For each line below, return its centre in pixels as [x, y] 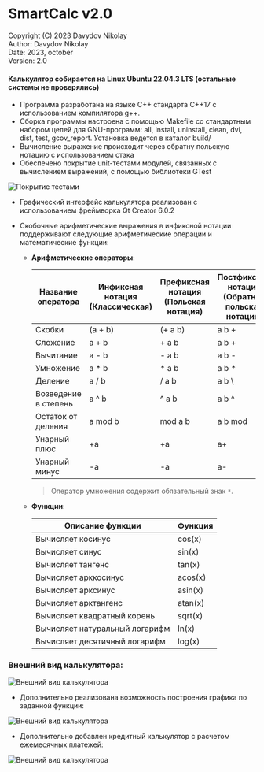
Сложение [55, 343]
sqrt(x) [191, 616]
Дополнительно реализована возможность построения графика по [133, 697]
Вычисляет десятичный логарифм [101, 641]
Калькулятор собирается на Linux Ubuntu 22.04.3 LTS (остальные [122, 79]
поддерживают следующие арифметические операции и [115, 234]
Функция [196, 526]
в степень [54, 404]
